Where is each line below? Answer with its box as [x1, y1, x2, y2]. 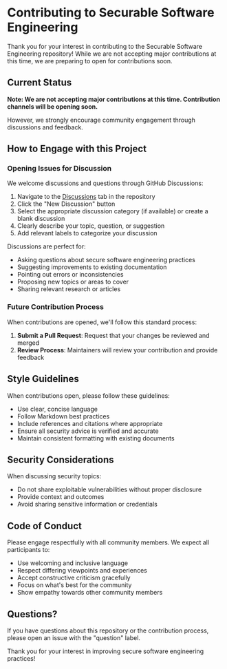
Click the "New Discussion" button [17, 200, 116, 208]
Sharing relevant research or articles [17, 285, 121, 293]
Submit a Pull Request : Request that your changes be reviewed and [17, 331, 210, 339]
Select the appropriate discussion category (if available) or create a [17, 207, 208, 215]
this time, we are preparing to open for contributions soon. [7, 56, 173, 65]
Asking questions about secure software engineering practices [17, 256, 196, 264]
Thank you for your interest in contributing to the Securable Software [7, 42, 203, 50]
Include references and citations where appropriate [17, 419, 163, 427]
